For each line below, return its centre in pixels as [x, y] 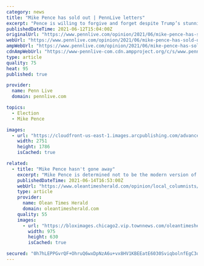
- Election [25, 113]
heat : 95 [17, 68]
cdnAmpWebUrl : [24, 52]
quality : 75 [21, 63]
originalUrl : [23, 35]
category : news [25, 12]
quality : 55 [32, 214]
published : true [27, 74]
